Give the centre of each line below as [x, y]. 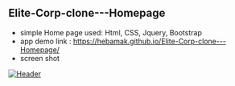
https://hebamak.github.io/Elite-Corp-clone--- [150, 41]
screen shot [40, 58]
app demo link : [45, 41]
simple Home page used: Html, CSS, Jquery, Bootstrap [111, 32]
